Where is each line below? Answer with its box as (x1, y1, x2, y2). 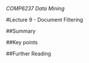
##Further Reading (6, 50, 51, 57)
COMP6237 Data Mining (6, 5, 65, 12)
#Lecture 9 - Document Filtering (6, 16, 83, 23)
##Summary (6, 27, 36, 34)
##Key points (6, 39, 38, 45)
